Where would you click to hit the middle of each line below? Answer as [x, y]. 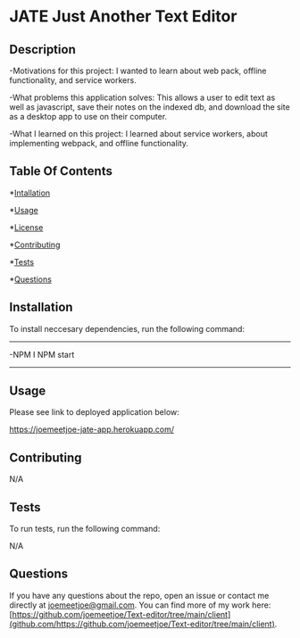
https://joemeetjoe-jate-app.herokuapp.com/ [92, 429]
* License [26, 227]
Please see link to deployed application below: [95, 412]
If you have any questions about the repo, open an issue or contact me [139, 595]
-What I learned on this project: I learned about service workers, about [138, 134]
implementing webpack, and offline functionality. [99, 143]
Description [42, 50]
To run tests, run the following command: [85, 529]
